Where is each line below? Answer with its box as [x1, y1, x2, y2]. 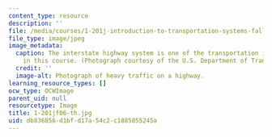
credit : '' [15, 64, 53, 73]
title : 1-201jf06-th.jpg [8, 110, 92, 118]
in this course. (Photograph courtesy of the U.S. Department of [23, 57, 249, 65]
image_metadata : [8, 42, 63, 50]
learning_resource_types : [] [8, 79, 107, 87]
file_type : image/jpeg [8, 34, 85, 43]
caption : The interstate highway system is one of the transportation [15, 49, 259, 57]
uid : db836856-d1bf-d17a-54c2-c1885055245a [8, 117, 158, 125]
